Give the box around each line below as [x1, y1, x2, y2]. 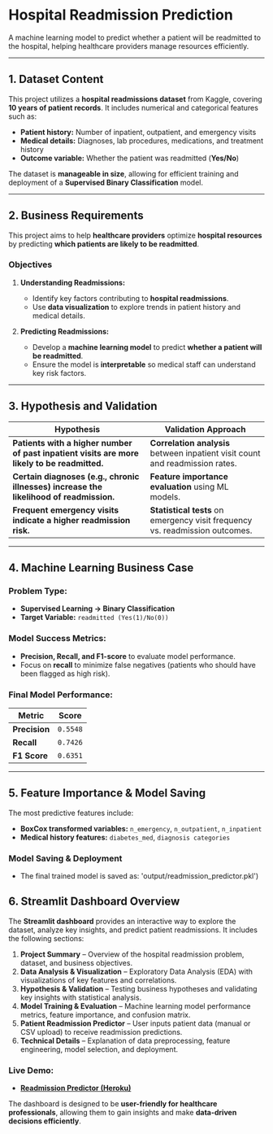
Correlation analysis [149, 437, 230, 448]
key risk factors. [32, 368, 87, 377]
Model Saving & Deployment [8, 853, 123, 864]
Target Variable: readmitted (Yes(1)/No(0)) [19, 613, 169, 622]
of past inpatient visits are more [12, 447, 140, 459]
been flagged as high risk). [19, 669, 110, 678]
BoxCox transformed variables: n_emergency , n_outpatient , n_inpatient [19, 823, 262, 833]
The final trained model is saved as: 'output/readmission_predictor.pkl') [19, 871, 259, 881]
